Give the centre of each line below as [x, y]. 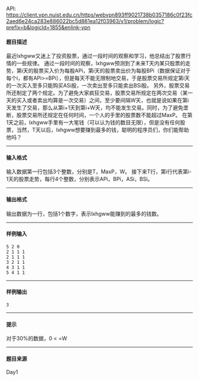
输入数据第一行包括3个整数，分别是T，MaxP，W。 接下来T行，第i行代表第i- [99, 172]
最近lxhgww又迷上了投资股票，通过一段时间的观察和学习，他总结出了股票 [96, 56]
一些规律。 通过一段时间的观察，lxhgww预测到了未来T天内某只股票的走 [103, 63]
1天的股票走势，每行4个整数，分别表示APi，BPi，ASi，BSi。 [79, 179]
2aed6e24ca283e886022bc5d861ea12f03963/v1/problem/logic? [85, 21]
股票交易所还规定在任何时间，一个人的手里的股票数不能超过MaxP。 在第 [105, 115]
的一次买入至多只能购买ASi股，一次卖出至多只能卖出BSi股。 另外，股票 [93, 86]
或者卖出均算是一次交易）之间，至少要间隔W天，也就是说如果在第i [108, 101]
